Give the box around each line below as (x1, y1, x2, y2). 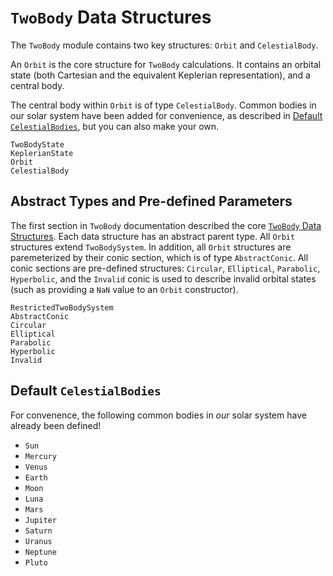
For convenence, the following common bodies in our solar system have (10, 409, 307, 421)
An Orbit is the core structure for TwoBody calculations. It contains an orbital (10, 58, 322, 70)
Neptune (24, 547, 57, 557)
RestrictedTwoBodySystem (10, 302, 114, 313)
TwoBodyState (10, 139, 65, 150)
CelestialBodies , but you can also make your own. (10, 120, 220, 132)
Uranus (24, 536, 53, 546)
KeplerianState (10, 148, 74, 158)
